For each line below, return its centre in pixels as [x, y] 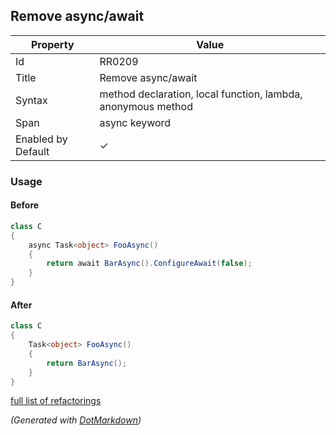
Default [32, 151]
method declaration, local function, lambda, [201, 94]
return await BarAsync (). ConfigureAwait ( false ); [149, 264]
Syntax [31, 100]
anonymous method [146, 106]
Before [25, 205]
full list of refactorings [56, 401]
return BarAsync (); [87, 363]
